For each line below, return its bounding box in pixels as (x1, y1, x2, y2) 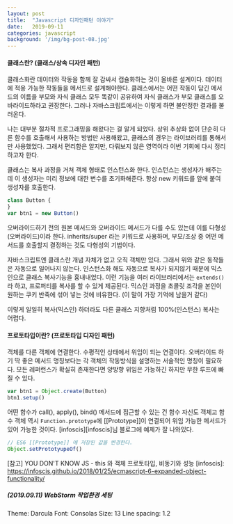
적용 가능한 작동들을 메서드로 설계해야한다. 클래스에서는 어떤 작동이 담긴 (14, 84, 210, 93)
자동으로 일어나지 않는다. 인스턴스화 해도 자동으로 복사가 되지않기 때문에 (14, 264, 210, 272)
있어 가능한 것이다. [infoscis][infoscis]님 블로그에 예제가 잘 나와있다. (7, 425, 194, 434)
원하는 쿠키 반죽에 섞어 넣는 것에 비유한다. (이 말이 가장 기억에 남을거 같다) (7, 290, 208, 299)
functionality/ (7, 474, 45, 482)
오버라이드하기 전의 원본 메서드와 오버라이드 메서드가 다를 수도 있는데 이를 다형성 (7, 223, 227, 232)
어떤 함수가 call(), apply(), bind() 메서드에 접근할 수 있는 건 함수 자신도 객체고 (7, 408, 218, 416)
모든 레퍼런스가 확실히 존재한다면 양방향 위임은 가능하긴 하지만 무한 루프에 (16, 365, 217, 374)
